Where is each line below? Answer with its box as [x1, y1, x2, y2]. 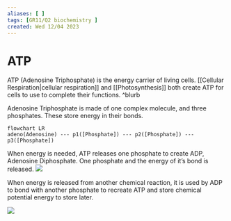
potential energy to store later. [7, 193, 94, 202]
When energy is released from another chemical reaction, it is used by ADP [7, 179, 223, 187]
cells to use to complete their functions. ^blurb [7, 91, 141, 99]
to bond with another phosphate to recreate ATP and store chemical [7, 186, 202, 195]
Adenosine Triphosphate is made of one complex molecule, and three [7, 104, 207, 113]
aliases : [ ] [7, 10, 45, 17]
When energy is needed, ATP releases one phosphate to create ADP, [7, 149, 205, 158]
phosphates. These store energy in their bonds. [7, 112, 144, 120]
